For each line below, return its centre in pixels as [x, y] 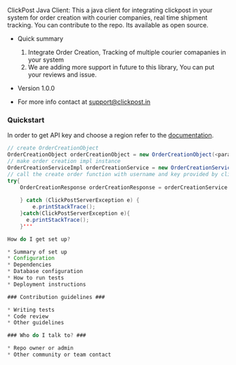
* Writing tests [31, 310]
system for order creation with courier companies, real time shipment [107, 18]
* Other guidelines [36, 323]
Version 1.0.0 [36, 88]
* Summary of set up [38, 252]
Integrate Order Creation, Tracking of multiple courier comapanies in [127, 52]
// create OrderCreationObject [53, 148]
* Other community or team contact [59, 355]
